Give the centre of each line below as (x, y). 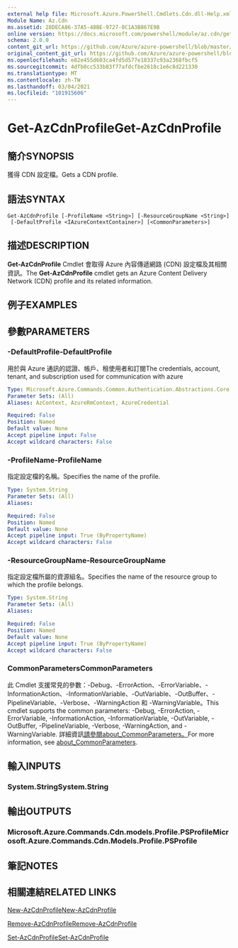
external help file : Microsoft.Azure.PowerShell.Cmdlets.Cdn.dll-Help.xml (120, 14)
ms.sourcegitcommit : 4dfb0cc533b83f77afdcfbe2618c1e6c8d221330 (103, 67)
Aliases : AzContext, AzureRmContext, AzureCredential (89, 403)
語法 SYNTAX (36, 199)
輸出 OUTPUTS (40, 811)
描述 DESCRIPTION (49, 246)
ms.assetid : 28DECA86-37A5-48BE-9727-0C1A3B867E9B (84, 27)
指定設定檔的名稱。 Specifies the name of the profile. (84, 476)
